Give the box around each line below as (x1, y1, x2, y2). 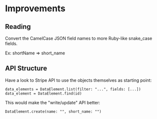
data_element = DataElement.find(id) (5, 91, 82, 96)
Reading (5, 23, 31, 31)
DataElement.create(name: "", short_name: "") (5, 109, 102, 114)
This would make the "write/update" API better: (5, 99, 100, 105)
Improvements (5, 3, 66, 14)
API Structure (5, 64, 47, 72)
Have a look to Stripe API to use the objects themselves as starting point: (5, 77, 152, 83)
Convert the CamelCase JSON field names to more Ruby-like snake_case (5, 35, 153, 41)
